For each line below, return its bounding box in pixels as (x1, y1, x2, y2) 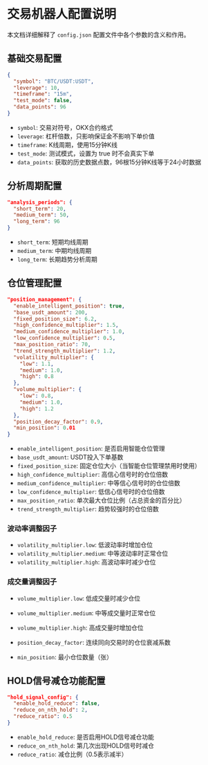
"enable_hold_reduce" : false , (13, 700, 100, 707)
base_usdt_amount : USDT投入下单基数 (17, 453, 124, 462)
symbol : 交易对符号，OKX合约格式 (17, 123, 113, 131)
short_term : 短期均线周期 (17, 238, 88, 246)
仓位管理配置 (7, 277, 62, 289)
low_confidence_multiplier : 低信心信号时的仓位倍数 (17, 488, 165, 496)
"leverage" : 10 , (13, 84, 60, 91)
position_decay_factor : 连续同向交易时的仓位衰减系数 (17, 638, 171, 646)
